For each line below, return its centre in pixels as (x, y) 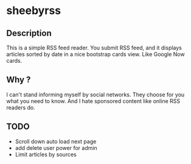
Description (29, 33)
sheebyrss (34, 11)
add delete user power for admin (56, 148)
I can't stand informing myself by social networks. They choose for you (95, 94)
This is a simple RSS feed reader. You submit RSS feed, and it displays (94, 48)
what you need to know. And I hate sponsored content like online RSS (93, 101)
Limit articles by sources (46, 154)
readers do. (21, 107)
